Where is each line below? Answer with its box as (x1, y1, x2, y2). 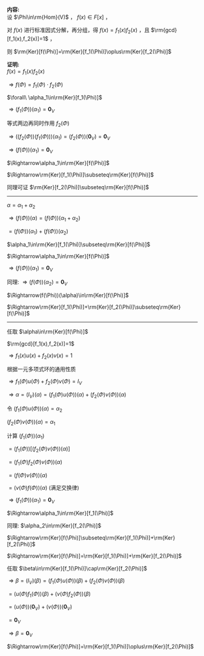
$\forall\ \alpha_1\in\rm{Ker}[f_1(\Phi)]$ (7, 94, 102, 101)
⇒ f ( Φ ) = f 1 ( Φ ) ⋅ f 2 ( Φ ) (8, 81, 63, 90)
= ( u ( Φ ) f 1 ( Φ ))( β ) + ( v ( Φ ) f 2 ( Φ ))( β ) (8, 590, 91, 599)
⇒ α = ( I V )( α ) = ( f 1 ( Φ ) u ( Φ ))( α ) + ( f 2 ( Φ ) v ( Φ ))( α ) (8, 391, 127, 400)
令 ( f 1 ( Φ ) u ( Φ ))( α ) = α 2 (7, 404, 63, 413)
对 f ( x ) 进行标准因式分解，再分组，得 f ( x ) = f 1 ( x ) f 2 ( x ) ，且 (7, 27, 150, 35)
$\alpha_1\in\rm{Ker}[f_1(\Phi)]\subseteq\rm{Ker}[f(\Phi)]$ (7, 241, 151, 248)
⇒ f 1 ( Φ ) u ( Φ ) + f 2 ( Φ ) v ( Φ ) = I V (8, 378, 82, 387)
